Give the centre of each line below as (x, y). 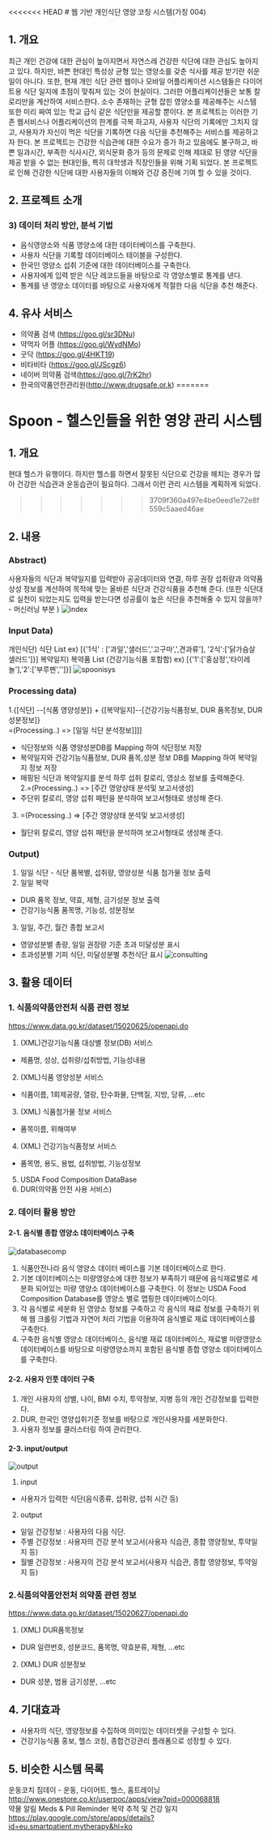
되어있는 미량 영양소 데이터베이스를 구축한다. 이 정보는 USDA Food (141, 1288)
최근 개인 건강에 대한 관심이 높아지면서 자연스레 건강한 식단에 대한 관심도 (123, 61)
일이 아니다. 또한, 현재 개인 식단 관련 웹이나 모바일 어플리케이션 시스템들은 (125, 81)
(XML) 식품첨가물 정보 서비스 (66, 1111)
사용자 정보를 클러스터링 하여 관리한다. (80, 1429)
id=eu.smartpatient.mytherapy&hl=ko (71, 1827)
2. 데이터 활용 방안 (42, 1212)
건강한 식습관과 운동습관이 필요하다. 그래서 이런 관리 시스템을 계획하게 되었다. (139, 484)
